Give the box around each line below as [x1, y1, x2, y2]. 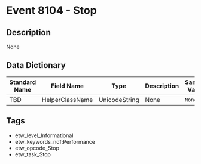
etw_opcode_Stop [14, 144, 60, 151]
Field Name [50, 82, 84, 90]
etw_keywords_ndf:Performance [14, 138, 96, 145]
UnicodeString [98, 95, 139, 104]
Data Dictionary [6, 60, 66, 70]
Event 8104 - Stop [6, 4, 97, 17]
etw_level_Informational [14, 132, 74, 139]
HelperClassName [41, 95, 93, 104]
